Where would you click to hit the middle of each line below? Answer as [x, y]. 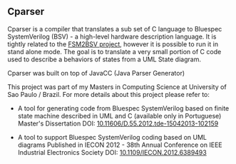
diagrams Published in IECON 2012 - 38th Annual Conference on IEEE [120, 145]
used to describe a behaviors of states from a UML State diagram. [104, 59]
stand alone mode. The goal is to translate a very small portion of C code [114, 51]
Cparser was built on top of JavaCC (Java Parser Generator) [96, 73]
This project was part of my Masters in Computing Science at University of [117, 87]
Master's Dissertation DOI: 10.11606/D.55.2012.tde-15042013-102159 [118, 123]
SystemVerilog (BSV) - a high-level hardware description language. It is [112, 36]
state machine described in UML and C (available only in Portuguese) [119, 116]
